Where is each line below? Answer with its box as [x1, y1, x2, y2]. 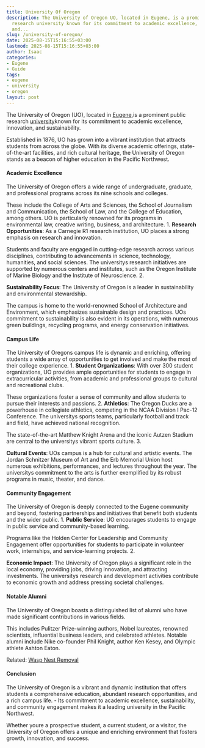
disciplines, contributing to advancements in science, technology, [6, 252, 171, 259]
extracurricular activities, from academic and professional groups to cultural [6, 375, 198, 382]
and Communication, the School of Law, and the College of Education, [6, 207, 183, 215]
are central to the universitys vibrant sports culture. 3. [6, 438, 142, 445]
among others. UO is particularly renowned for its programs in [6, 214, 162, 221]
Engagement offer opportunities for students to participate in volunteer [6, 541, 184, 548]
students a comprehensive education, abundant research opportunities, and [6, 690, 198, 697]
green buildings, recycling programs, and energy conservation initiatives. [6, 321, 190, 328]
